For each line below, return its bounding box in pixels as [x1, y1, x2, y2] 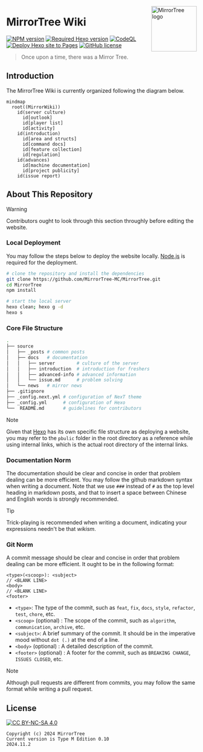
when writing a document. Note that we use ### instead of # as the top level [6, 482, 195, 490]
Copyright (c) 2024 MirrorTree [6, 731, 85, 737]
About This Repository [6, 190, 93, 200]
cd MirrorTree [6, 282, 42, 288]
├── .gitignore [6, 388, 45, 395]
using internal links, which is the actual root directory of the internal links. [6, 441, 188, 448]
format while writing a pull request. [6, 685, 93, 693]
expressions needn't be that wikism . [6, 525, 97, 532]
